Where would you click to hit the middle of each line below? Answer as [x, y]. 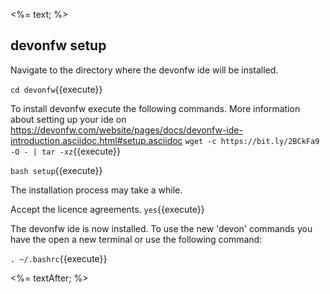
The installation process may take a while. [96, 190]
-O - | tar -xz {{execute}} [66, 151]
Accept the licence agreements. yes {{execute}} [107, 209]
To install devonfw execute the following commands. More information [155, 108]
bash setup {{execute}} [56, 170]
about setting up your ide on [68, 119]
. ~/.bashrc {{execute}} [59, 258]
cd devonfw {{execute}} [56, 89]
